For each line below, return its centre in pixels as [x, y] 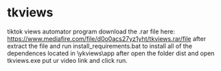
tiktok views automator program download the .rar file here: [91, 31]
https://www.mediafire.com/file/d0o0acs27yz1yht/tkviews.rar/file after [107, 38]
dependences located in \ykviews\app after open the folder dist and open [111, 53]
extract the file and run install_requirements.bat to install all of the [100, 46]
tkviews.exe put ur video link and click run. [68, 60]
